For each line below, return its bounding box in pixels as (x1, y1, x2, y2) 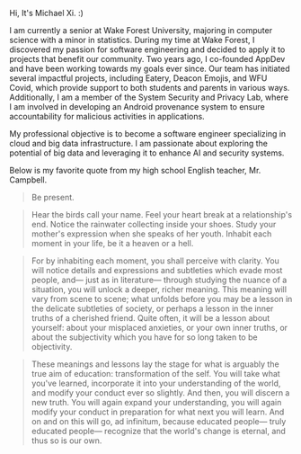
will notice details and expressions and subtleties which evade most (31, 265, 283, 275)
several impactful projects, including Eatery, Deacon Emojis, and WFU (9, 73, 268, 84)
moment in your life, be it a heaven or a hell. (31, 238, 194, 248)
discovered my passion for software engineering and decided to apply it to (9, 44, 286, 55)
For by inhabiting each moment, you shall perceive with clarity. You (31, 255, 280, 266)
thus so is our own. (31, 435, 102, 446)
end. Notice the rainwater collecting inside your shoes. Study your (31, 219, 277, 229)
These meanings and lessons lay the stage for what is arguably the (31, 359, 280, 369)
